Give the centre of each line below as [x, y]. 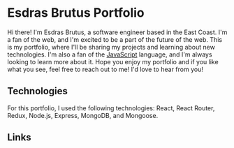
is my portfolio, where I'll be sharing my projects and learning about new [111, 47]
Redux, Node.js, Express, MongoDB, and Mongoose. [83, 115]
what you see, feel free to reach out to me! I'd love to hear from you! [105, 69]
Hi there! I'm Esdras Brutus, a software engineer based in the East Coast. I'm [117, 32]
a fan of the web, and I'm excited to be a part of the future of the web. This [115, 39]
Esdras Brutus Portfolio [76, 13]
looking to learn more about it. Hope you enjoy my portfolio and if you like [113, 61]
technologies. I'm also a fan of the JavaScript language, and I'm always [110, 54]
